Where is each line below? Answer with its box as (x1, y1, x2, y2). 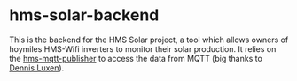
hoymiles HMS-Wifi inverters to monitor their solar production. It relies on (9, 43, 277, 54)
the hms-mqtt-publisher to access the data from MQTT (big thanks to (9, 53, 263, 63)
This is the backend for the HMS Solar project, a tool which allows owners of (9, 34, 289, 45)
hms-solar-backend (9, 5, 160, 26)
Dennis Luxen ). (9, 63, 65, 73)
